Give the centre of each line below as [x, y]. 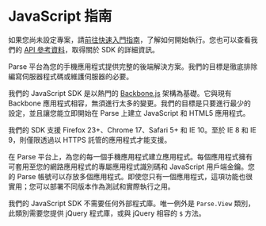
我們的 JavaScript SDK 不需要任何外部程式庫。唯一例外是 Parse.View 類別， [132, 203]
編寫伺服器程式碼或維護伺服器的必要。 [70, 76]
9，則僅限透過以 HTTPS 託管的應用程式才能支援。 [90, 140]
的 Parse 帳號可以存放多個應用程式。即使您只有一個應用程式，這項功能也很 [131, 176]
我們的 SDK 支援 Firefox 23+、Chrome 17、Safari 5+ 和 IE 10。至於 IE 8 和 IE [133, 130]
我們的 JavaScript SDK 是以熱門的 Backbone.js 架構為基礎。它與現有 [120, 93]
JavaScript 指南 [60, 16]
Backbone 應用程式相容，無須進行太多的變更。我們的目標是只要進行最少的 [130, 103]
